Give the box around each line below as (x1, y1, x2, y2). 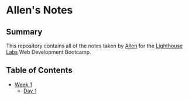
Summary (6, 27, 43, 37)
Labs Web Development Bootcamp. (6, 49, 92, 56)
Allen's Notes (6, 4, 73, 17)
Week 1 (14, 81, 32, 88)
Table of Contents (6, 65, 73, 75)
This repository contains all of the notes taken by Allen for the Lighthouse (6, 42, 183, 49)
